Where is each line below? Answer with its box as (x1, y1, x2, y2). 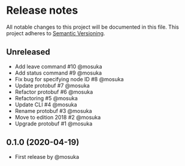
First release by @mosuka (14, 153, 80, 160)
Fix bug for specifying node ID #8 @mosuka (14, 75, 124, 82)
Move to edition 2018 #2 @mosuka (14, 113, 101, 121)
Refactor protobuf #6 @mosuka (14, 88, 93, 96)
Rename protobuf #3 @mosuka (14, 107, 92, 114)
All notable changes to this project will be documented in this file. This (6, 23, 180, 30)
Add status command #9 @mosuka (14, 69, 102, 76)
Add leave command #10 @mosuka (14, 63, 102, 70)
